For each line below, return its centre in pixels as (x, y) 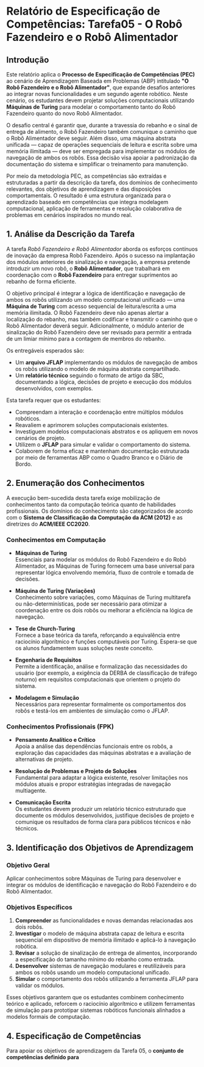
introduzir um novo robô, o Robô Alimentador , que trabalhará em (88, 268)
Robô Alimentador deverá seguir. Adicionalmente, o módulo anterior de (95, 326)
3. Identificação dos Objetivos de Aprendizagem (100, 848)
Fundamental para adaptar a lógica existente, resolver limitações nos (101, 778)
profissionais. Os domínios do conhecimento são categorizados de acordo (100, 511)
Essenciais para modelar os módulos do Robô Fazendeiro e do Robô (101, 559)
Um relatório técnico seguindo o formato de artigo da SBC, (90, 375)
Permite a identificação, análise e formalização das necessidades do (101, 666)
